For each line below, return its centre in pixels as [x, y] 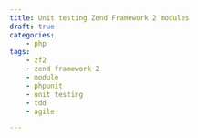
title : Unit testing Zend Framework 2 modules [99, 18]
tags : [20, 52]
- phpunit [45, 86]
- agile [40, 111]
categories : [32, 35]
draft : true [32, 27]
